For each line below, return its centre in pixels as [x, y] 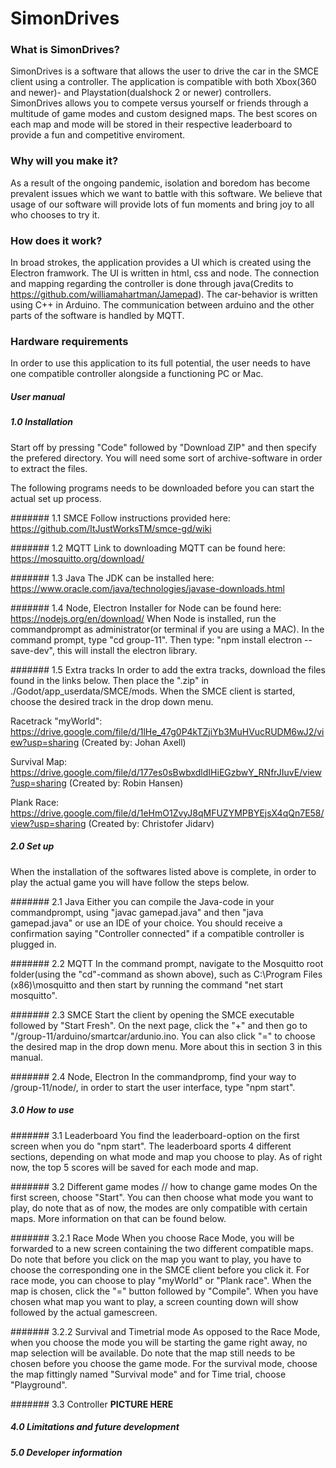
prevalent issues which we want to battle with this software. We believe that [166, 193]
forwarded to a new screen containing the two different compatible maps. [162, 1248]
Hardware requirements [69, 341]
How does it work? [56, 240]
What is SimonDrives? [65, 50]
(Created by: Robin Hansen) [126, 783]
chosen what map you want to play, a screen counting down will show [154, 1301]
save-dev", [32, 650]
